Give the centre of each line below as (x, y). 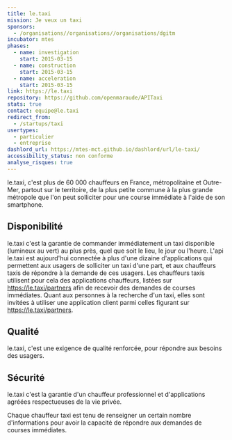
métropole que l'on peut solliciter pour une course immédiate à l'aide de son (116, 197)
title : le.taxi (29, 14)
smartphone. (25, 204)
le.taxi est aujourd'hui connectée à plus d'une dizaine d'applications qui (110, 258)
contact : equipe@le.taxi (43, 111)
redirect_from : (29, 117)
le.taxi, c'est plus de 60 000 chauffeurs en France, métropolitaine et (104, 182)
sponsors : (22, 26)
